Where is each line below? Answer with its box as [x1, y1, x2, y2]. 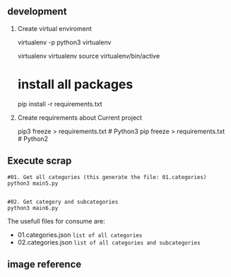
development [7, 6, 67, 18]
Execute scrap [7, 155, 72, 167]
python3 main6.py [7, 204, 59, 211]
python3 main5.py [7, 180, 59, 187]
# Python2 [17, 134, 48, 143]
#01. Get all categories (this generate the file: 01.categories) [7, 173, 207, 180]
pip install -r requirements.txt [17, 99, 102, 108]
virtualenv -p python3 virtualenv [17, 38, 112, 47]
